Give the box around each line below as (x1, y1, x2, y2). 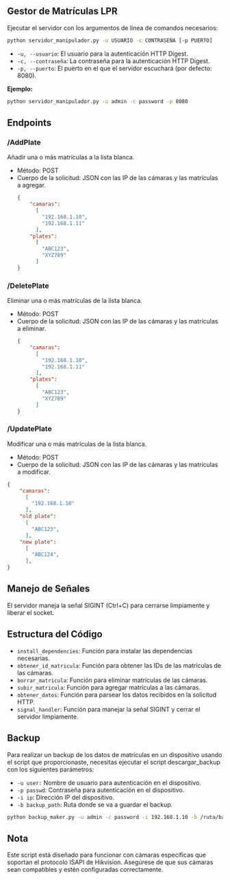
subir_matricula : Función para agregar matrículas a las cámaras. (16, 683, 201, 691)
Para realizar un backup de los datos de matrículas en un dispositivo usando (7, 750, 222, 758)
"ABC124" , (31, 551, 60, 559)
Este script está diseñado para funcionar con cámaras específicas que (7, 851, 207, 859)
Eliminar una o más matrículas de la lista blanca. (7, 297, 142, 305)
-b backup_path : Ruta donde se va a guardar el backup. (16, 800, 173, 809)
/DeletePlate (7, 281, 49, 291)
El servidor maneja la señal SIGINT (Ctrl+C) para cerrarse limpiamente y (7, 601, 210, 609)
